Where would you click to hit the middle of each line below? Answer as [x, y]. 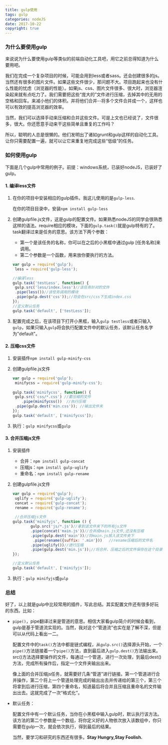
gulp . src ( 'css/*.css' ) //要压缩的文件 [53, 397]
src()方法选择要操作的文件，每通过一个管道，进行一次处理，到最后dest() [87, 657]
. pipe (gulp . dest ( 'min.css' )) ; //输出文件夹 [59, 406]
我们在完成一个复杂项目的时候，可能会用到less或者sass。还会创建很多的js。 [84, 76]
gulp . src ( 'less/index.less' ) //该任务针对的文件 [62, 287]
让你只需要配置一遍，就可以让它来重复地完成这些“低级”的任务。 [71, 141]
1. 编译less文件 [20, 186]
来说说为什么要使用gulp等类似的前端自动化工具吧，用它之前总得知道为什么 [82, 59]
